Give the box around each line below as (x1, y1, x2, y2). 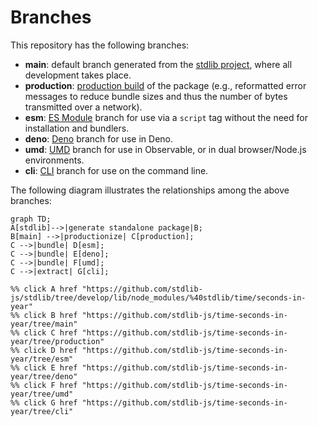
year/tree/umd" (10, 389, 74, 399)
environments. (24, 154, 85, 166)
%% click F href (10, 380, 78, 390)
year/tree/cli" (10, 406, 74, 416)
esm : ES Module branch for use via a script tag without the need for (24, 111, 308, 123)
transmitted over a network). (24, 101, 143, 113)
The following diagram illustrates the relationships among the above (10, 184, 290, 196)
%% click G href (10, 397, 78, 408)
